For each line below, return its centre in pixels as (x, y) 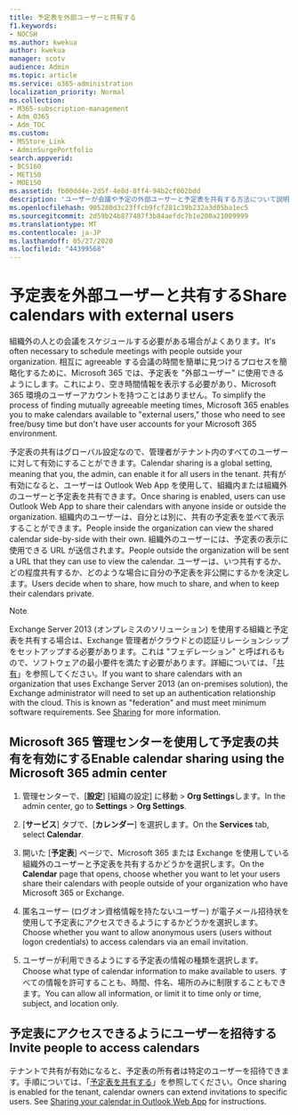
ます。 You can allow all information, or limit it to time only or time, (141, 993)
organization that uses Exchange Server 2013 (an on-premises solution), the (149, 684)
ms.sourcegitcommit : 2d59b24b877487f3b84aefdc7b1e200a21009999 (129, 216)
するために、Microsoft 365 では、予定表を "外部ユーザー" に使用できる (154, 373)
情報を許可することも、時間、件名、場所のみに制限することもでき (166, 982)
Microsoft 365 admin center (88, 774)
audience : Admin (39, 68)
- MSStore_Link (37, 141)
